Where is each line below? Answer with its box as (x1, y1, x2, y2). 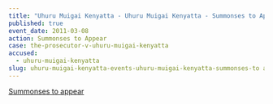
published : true (8, 19, 63, 27)
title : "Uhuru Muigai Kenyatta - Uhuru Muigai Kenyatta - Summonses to (8, 11, 256, 20)
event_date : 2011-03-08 (8, 27, 89, 35)
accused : (8, 49, 38, 57)
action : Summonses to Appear (8, 34, 107, 43)
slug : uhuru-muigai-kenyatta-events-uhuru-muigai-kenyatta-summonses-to (8, 64, 260, 73)
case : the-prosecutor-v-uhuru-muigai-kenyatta (8, 42, 169, 50)
